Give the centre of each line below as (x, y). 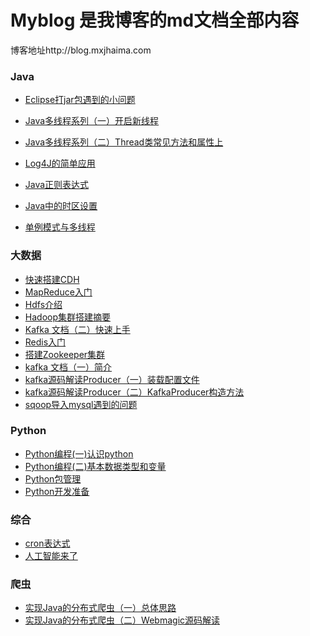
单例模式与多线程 (60, 227)
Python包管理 (53, 478)
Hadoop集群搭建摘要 (67, 317)
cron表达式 (47, 543)
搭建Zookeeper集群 (65, 354)
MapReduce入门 (58, 292)
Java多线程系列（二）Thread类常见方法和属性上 (124, 142)
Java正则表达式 (57, 185)
